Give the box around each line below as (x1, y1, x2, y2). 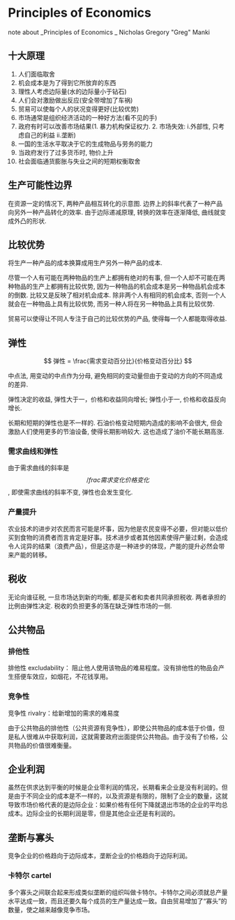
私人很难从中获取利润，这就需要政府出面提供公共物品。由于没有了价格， (13, 732, 222, 741)
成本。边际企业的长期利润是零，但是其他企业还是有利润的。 (8, 809, 179, 817)
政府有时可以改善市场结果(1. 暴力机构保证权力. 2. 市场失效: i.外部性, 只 (17, 122, 219, 130)
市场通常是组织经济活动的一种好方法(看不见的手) (17, 113, 158, 121)
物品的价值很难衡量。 (13, 741, 75, 749)
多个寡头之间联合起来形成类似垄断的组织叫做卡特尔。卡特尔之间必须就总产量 (8, 888, 228, 896)
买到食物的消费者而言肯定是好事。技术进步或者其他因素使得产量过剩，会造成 (8, 533, 228, 541)
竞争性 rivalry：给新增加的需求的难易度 (8, 709, 120, 717)
